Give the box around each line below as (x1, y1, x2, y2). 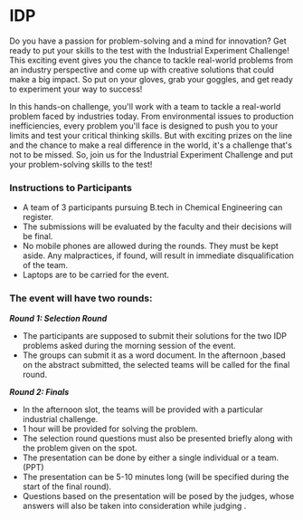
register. (22, 212, 54, 223)
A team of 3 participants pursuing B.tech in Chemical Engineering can (22, 202, 283, 213)
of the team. (22, 260, 69, 271)
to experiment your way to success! (9, 83, 143, 94)
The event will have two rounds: (9, 292, 153, 304)
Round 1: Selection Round (9, 313, 108, 323)
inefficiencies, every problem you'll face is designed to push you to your (9, 120, 279, 131)
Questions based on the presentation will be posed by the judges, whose (22, 490, 295, 501)
